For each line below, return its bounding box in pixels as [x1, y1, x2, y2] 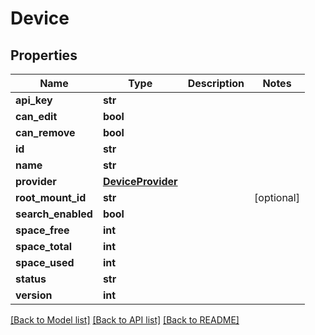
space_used [15, 256, 75, 269]
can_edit [15, 110, 58, 123]
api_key [15, 93, 53, 107]
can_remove [15, 126, 76, 139]
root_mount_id [15, 191, 87, 204]
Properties [10, 47, 78, 64]
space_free [15, 223, 70, 237]
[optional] [254, 191, 300, 204]
